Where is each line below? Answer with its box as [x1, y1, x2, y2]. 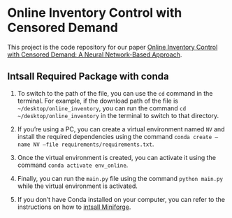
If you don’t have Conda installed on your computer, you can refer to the [17, 195, 226, 203]
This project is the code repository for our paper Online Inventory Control [7, 43, 218, 51]
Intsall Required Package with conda [7, 71, 169, 82]
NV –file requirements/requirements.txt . [33, 140, 154, 148]
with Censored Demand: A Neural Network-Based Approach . [7, 50, 182, 59]
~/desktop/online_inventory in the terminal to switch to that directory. [17, 111, 219, 119]
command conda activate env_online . [17, 161, 129, 169]
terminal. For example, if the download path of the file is [17, 96, 178, 105]
